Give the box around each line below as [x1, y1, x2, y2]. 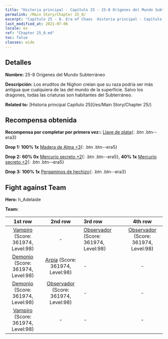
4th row [132, 218, 152, 225]
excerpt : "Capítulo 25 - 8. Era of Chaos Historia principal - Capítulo [5, 16, 162, 21]
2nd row [50, 218, 71, 225]
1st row [13, 218, 32, 225]
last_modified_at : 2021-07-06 [5, 21, 68, 26]
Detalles [5, 58, 31, 67]
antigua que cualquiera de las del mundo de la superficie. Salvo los [5, 86, 143, 92]
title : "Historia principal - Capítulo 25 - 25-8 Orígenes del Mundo [5, 7, 153, 12]
